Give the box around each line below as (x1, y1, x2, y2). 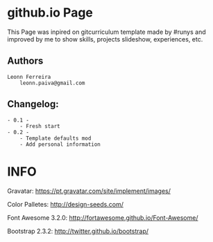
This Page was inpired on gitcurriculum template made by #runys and (7, 28, 206, 36)
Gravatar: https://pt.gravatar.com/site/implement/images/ (7, 187, 171, 195)
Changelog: (7, 98, 59, 110)
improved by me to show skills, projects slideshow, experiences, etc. (7, 35, 203, 43)
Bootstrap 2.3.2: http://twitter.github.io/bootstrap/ (7, 227, 149, 235)
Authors (7, 55, 44, 67)
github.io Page (7, 5, 94, 21)
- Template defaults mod (19, 135, 92, 142)
